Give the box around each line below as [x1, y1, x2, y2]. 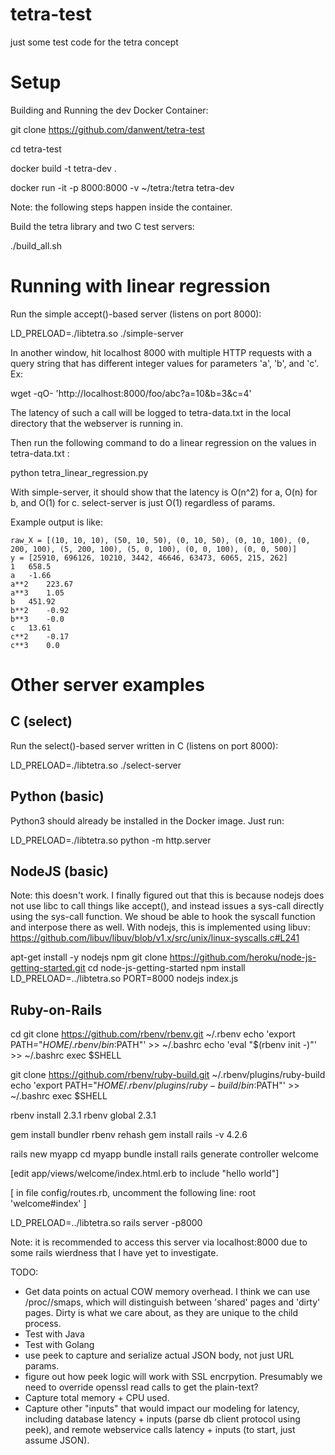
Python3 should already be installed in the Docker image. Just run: [10, 814, 285, 827]
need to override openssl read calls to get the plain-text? [24, 1381, 259, 1393]
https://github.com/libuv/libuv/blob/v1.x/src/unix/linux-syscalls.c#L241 [10, 932, 300, 944]
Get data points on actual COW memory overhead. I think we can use [24, 1286, 311, 1298]
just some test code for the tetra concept [10, 36, 179, 48]
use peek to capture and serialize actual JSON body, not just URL [24, 1349, 295, 1362]
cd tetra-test [10, 143, 62, 155]
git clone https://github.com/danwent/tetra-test [10, 123, 205, 135]
